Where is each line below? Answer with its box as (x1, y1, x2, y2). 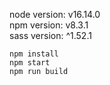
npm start (9, 58, 51, 68)
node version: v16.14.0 (9, 9, 101, 20)
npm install (9, 49, 59, 59)
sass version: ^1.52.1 (9, 30, 92, 41)
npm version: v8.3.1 (9, 19, 89, 31)
